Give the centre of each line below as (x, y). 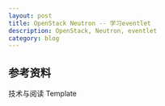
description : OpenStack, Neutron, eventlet (83, 31)
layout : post (30, 16)
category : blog (34, 38)
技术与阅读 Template (42, 94)
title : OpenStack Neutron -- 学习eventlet (80, 23)
